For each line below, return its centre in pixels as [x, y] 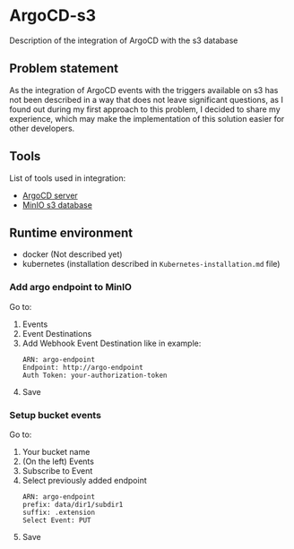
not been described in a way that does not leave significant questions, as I [147, 99]
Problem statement [64, 69]
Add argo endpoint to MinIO [71, 287]
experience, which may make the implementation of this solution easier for [147, 118]
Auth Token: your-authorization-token [95, 375]
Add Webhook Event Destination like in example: [112, 343]
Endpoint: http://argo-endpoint [82, 367]
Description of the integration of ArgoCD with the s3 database [124, 40]
